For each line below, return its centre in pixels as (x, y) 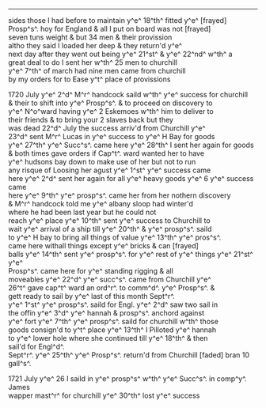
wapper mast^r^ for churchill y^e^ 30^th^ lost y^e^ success (104, 395)
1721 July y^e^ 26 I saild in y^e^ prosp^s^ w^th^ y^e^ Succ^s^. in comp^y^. (127, 379)
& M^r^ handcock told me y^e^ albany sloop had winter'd (101, 204)
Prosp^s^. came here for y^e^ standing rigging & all (91, 271)
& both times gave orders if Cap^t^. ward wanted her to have (106, 153)
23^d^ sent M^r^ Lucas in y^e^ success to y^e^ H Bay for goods (112, 136)
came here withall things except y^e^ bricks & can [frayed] (104, 246)
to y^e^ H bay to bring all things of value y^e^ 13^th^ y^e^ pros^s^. (115, 237)
